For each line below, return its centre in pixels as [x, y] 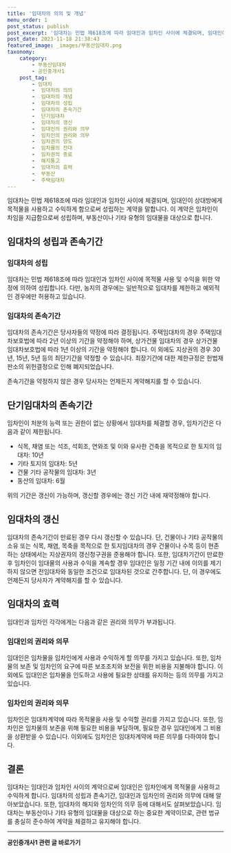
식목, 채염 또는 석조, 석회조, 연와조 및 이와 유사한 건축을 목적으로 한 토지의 [116, 446]
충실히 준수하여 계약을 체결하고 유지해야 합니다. [78, 821]
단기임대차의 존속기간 [50, 405]
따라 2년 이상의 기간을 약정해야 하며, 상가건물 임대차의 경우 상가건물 [127, 341]
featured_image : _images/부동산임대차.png [65, 45]
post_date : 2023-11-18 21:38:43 [53, 39]
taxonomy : [21, 52]
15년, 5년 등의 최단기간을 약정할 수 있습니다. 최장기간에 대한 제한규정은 [111, 358]
